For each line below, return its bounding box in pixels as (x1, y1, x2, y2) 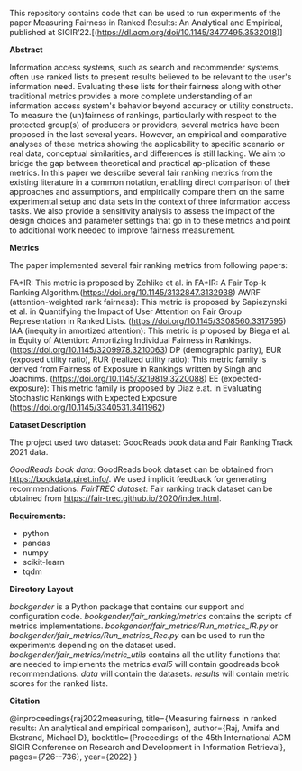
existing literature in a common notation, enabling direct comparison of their (9, 177, 291, 188)
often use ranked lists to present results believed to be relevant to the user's (9, 71, 292, 82)
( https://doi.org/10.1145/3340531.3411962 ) (9, 402, 166, 413)
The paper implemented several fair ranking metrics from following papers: (9, 260, 288, 270)
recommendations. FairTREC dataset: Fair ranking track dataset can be (9, 483, 273, 494)
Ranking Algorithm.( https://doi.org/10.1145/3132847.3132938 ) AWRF (9, 287, 261, 297)
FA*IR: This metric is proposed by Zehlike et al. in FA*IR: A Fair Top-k (9, 277, 267, 288)
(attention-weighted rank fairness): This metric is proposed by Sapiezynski (9, 297, 287, 307)
